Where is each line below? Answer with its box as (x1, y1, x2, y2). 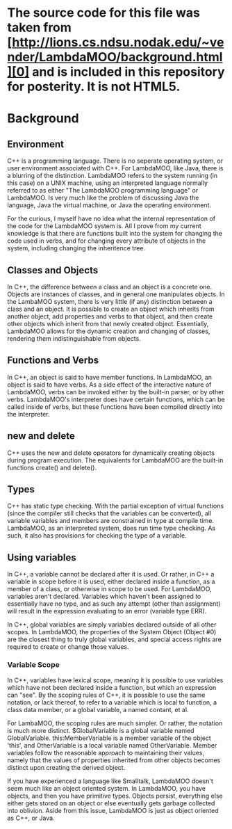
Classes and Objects (7, 264, 99, 276)
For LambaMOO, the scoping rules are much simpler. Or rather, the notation (7, 718, 223, 727)
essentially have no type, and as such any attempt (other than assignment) (7, 599, 221, 608)
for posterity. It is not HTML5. (7, 79, 181, 95)
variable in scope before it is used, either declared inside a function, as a (7, 577, 215, 586)
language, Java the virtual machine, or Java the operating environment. (7, 201, 212, 209)
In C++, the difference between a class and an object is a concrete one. (7, 283, 213, 291)
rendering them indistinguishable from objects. (7, 335, 141, 342)
